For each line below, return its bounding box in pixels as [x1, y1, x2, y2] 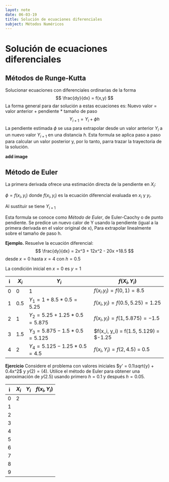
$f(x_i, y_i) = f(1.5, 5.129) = [94, 328, 160, 335]
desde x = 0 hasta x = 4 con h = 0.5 [5, 255, 81, 262]
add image [5, 153, 28, 159]
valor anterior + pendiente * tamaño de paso [5, 108, 98, 114]
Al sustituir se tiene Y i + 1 [5, 203, 56, 211]
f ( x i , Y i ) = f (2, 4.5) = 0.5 [94, 346, 150, 354]
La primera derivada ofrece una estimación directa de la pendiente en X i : [5, 181, 156, 189]
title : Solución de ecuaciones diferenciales [5, 17, 102, 22]
